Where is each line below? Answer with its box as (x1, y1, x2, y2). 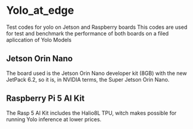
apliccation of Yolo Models (6, 36, 72, 43)
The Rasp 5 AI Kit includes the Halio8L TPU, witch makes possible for (6, 109, 177, 116)
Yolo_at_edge (6, 4, 75, 17)
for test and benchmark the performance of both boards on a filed (6, 29, 169, 37)
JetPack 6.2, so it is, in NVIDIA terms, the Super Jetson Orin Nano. (6, 76, 170, 83)
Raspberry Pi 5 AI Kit (6, 94, 85, 104)
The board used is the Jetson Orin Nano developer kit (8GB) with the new (6, 70, 187, 77)
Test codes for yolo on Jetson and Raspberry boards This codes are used (6, 23, 188, 31)
